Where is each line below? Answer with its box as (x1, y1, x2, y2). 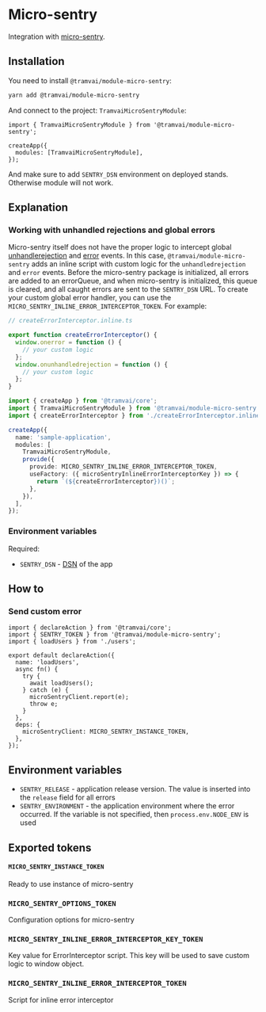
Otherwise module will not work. (8, 178, 114, 187)
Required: (8, 544, 40, 553)
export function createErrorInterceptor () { (8, 331, 158, 339)
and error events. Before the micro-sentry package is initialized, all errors (8, 268, 249, 277)
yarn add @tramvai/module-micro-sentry (8, 91, 140, 99)
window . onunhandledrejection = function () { (15, 361, 169, 369)
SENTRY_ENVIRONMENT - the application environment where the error (19, 801, 235, 811)
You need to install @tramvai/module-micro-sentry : (8, 75, 172, 85)
